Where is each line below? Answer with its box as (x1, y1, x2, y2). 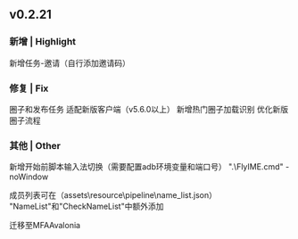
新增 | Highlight (9, 36, 77, 48)
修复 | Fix (9, 82, 49, 95)
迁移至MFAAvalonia (9, 220, 81, 231)
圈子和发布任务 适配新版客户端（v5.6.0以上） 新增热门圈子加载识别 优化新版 (9, 103, 289, 114)
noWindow (9, 171, 49, 182)
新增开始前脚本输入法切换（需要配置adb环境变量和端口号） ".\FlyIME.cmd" (9, 161, 284, 172)
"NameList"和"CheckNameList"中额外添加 (9, 201, 164, 212)
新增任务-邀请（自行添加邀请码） (9, 57, 131, 68)
